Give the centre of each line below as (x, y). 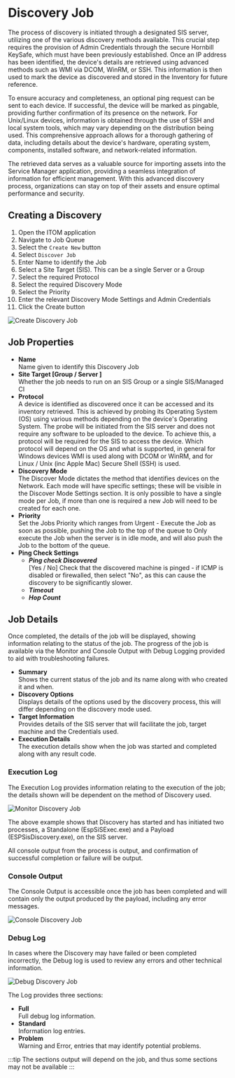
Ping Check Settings (48, 553)
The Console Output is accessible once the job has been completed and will (117, 891)
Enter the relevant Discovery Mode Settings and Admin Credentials (114, 299)
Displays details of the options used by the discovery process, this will (119, 702)
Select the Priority (44, 291)
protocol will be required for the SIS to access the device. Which (111, 441)
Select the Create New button (59, 247)
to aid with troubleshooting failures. (59, 658)
